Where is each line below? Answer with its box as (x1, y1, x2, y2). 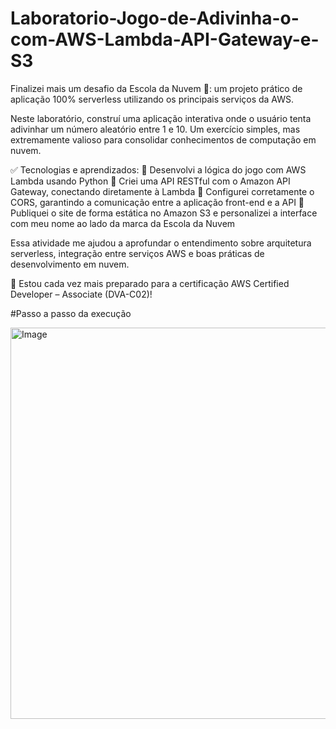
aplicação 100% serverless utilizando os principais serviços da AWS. (10, 93, 295, 105)
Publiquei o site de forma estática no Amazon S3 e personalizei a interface (10, 207, 318, 219)
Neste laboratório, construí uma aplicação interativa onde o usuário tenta (10, 112, 312, 124)
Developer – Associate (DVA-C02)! (10, 288, 153, 300)
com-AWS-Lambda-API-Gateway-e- (10, 28, 320, 51)
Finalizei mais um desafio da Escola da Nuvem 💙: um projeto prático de (10, 82, 303, 94)
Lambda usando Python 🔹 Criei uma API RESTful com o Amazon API (10, 175, 291, 187)
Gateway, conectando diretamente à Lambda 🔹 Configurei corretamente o (10, 185, 315, 197)
